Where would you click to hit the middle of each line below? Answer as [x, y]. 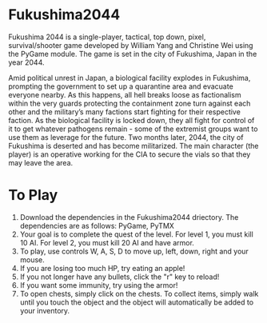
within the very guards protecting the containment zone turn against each [130, 103]
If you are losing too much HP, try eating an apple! [102, 268]
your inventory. [45, 310]
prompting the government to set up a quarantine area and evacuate [121, 86]
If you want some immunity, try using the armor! [99, 285]
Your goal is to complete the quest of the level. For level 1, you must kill [136, 234]
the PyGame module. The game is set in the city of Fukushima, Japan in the [133, 54]
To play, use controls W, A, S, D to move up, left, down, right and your [134, 251]
